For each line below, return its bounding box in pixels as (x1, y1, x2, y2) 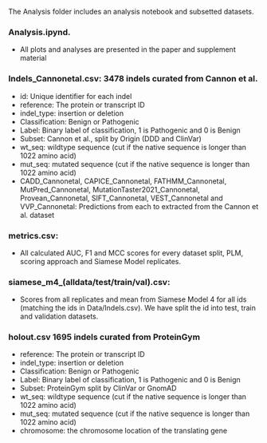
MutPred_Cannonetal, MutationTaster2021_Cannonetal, (19, 184, 201, 194)
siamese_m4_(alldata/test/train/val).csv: (8, 276, 171, 287)
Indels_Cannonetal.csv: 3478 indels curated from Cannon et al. (8, 73, 258, 85)
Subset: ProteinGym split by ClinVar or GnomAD (19, 383, 177, 394)
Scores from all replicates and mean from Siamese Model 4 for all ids (19, 295, 247, 304)
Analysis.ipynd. (8, 26, 71, 38)
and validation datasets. (19, 311, 99, 322)
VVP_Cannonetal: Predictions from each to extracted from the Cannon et (19, 201, 259, 211)
